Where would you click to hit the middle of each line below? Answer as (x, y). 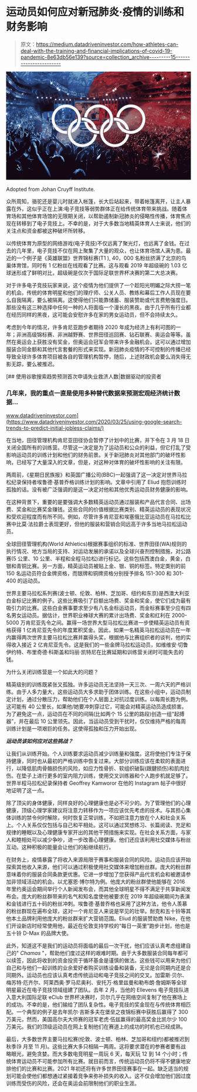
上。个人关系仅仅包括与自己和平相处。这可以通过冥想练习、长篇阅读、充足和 (98, 825)
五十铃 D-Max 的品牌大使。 (39, 933)
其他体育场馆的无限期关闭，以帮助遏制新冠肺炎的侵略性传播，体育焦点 (106, 216)
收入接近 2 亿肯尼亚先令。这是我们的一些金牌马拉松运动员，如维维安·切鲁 (100, 645)
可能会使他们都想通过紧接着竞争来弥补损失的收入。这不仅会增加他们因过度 (101, 1076)
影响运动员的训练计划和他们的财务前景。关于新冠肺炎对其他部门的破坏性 (93, 454)
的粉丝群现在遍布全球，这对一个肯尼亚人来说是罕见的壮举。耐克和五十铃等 (96, 911)
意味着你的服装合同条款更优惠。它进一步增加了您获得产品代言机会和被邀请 (96, 874)
